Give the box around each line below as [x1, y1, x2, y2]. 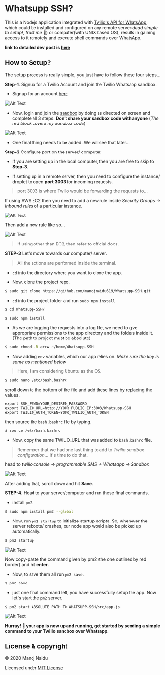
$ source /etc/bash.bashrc [5, 429, 61, 433]
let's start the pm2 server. [12, 595, 63, 601]
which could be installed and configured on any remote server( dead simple [5, 24, 158, 30]
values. [5, 392, 20, 398]
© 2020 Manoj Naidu [5, 655, 48, 661]
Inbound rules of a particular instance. [5, 203, 83, 209]
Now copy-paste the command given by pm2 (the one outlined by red [5, 556, 147, 562]
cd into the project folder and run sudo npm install [12, 297, 115, 303]
